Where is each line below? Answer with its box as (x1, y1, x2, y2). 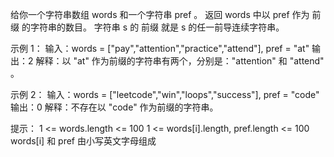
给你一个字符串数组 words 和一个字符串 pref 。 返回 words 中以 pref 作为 (10, 9, 310, 20)
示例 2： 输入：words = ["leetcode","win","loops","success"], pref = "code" (10, 89, 320, 100)
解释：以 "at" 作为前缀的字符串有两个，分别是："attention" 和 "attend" (35, 55, 325, 67)
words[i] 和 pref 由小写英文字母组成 (10, 135, 157, 147)
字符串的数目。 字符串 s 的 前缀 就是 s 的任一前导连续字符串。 (29, 21, 285, 33)
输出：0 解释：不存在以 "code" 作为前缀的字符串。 (10, 101, 219, 113)
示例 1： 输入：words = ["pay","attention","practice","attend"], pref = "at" (10, 43, 310, 54)
